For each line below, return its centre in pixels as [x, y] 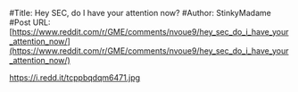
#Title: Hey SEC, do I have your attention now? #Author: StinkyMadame [141, 13]
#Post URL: [30, 22]
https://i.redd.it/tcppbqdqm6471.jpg [75, 78]
